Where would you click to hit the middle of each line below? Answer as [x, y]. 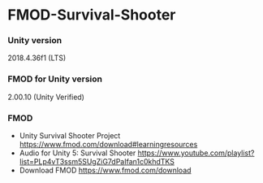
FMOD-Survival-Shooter [92, 15]
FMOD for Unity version [55, 79]
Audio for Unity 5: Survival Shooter [78, 153]
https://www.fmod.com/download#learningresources [108, 145]
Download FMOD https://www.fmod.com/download [105, 170]
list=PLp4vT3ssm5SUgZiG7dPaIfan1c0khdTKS [97, 162]
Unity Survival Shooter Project [70, 136]
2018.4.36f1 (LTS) [37, 58]
